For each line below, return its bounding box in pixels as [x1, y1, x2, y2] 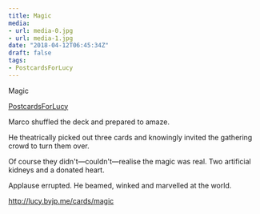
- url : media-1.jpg [8, 34, 74, 42]
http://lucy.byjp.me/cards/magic [8, 196, 114, 205]
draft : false [8, 49, 52, 57]
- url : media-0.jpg [8, 26, 74, 34]
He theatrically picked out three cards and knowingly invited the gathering [8, 132, 253, 142]
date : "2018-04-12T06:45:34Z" [8, 42, 110, 50]
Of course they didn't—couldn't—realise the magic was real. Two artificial [8, 156, 251, 166]
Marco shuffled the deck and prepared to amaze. [8, 117, 170, 127]
